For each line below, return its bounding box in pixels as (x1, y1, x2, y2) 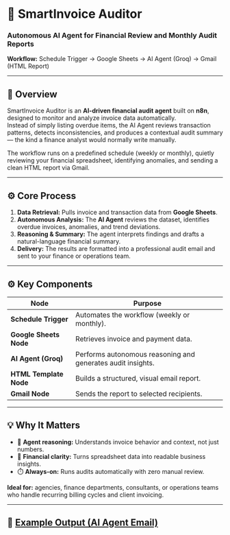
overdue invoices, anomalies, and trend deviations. (16, 223, 161, 231)
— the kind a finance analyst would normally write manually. (7, 136, 177, 144)
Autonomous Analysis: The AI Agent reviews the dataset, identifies (16, 215, 210, 224)
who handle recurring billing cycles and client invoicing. (7, 490, 164, 499)
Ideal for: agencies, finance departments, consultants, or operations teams (7, 483, 219, 491)
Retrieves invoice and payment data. (75, 334, 192, 344)
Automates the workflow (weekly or (75, 310, 190, 320)
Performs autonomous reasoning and (75, 349, 195, 359)
